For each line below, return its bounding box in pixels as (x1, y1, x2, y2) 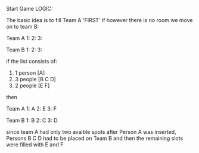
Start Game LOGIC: (6, 5, 53, 12)
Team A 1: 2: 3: (6, 35, 43, 41)
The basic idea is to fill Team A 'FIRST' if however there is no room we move (6, 17, 193, 23)
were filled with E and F (6, 141, 64, 148)
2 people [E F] (14, 82, 50, 89)
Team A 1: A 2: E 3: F (6, 105, 57, 112)
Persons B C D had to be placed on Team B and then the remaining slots (6, 134, 184, 142)
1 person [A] (14, 69, 45, 76)
